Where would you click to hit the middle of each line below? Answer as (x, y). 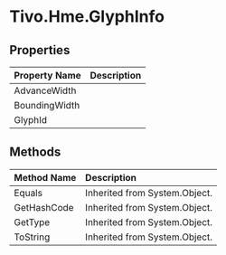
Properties (40, 50)
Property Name (47, 76)
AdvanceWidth (45, 90)
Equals (28, 193)
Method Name (45, 177)
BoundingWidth (47, 105)
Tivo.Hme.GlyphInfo (87, 17)
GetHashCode (44, 207)
